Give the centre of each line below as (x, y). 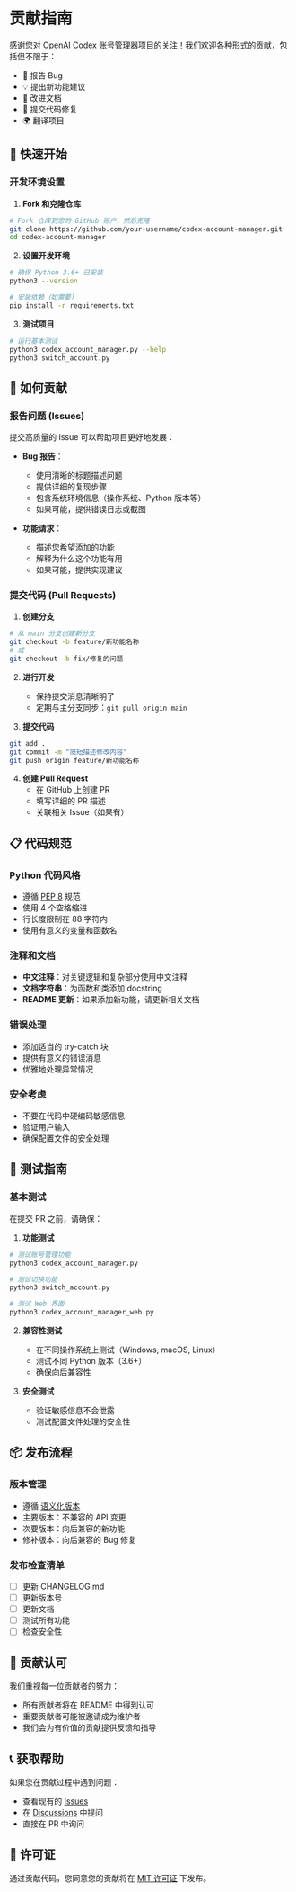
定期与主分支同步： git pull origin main (111, 707)
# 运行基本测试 (34, 341)
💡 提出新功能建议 (54, 86)
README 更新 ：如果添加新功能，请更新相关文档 (111, 1000)
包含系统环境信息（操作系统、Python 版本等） (121, 498)
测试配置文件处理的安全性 (83, 1421)
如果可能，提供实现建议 (79, 570)
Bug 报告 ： (43, 456)
